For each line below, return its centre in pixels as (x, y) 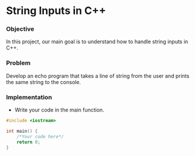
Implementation (29, 97)
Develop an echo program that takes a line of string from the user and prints (98, 76)
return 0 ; (29, 142)
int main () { (22, 131)
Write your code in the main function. (59, 110)
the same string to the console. (43, 82)
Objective (20, 29)
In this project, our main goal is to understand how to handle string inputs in (97, 41)
